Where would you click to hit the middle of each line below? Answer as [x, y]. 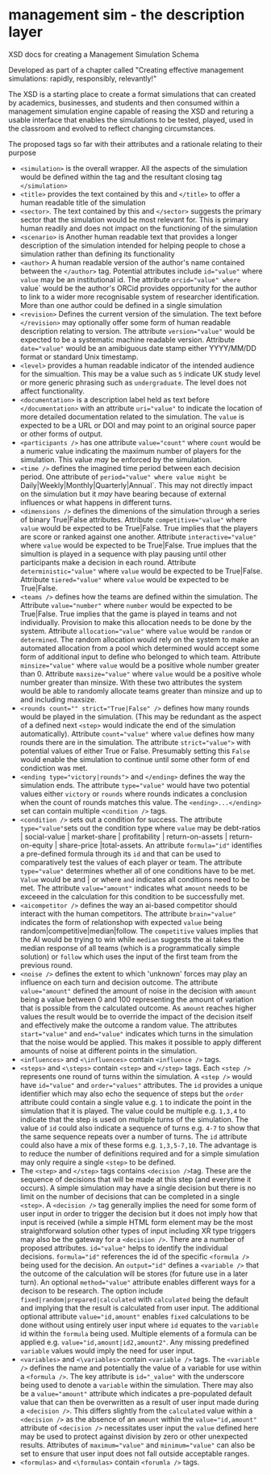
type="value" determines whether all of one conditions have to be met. [138, 871]
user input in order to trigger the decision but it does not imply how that [139, 1213]
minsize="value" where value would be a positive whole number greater [140, 665]
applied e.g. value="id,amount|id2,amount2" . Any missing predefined [134, 1342]
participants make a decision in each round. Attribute [108, 562]
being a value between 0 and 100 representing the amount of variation [137, 999]
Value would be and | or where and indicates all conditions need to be [135, 879]
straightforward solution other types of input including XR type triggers [138, 1231]
